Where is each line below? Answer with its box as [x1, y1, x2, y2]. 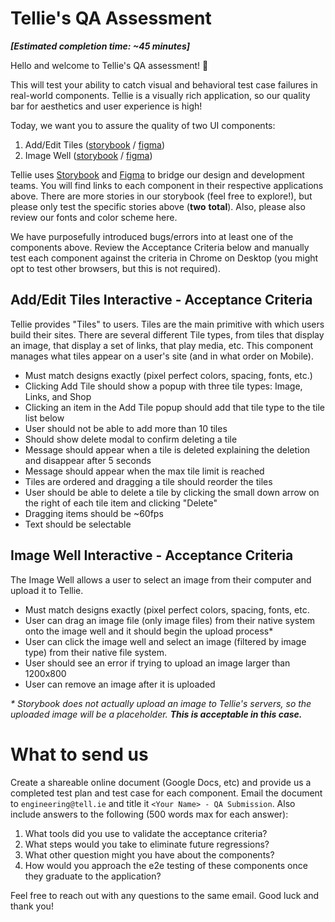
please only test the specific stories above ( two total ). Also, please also [10, 200, 306, 212]
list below [24, 412, 65, 424]
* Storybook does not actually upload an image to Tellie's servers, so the [10, 697, 312, 709]
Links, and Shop [24, 390, 92, 402]
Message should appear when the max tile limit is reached [24, 465, 265, 477]
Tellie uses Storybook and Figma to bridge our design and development [10, 168, 305, 181]
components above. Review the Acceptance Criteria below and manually [10, 241, 310, 253]
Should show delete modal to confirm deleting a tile [24, 433, 238, 445]
